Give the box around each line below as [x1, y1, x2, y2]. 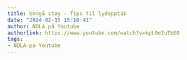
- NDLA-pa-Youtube [7, 42, 61, 49]
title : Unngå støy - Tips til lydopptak [7, 10, 127, 17]
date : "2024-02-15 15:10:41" [7, 17, 92, 23]
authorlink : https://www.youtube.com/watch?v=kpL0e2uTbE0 [7, 29, 180, 37]
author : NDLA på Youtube [7, 23, 80, 30]
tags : [7, 36, 23, 43]
